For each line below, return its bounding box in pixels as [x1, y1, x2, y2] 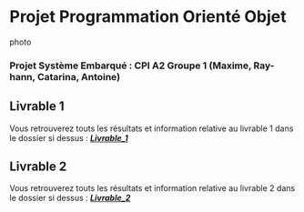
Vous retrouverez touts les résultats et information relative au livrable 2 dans [9, 183, 296, 194]
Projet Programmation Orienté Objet [9, 6, 287, 27]
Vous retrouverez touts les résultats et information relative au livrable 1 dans [9, 123, 294, 134]
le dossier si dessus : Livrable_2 [9, 193, 131, 204]
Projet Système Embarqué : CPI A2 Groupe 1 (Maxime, [9, 59, 252, 72]
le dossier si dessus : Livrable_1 [9, 132, 129, 143]
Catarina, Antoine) [36, 70, 121, 83]
